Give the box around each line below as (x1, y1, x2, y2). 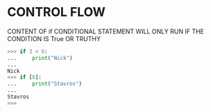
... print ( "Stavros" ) (7, 81, 82, 88)
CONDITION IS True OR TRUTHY (7, 34, 101, 42)
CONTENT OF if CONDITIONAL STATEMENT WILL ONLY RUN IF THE (7, 27, 205, 35)
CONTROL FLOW (7, 4, 106, 20)
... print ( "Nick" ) (7, 54, 73, 61)
